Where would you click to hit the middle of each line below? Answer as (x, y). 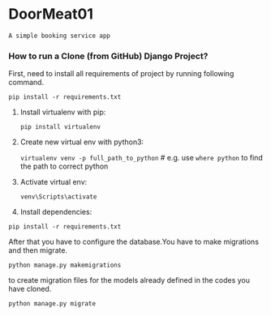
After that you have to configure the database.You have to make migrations (134, 242)
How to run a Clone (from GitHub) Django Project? (108, 56)
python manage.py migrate (52, 304)
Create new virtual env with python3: (82, 142)
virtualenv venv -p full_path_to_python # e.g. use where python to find (142, 158)
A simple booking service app (60, 36)
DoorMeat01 (51, 14)
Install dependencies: (56, 212)
